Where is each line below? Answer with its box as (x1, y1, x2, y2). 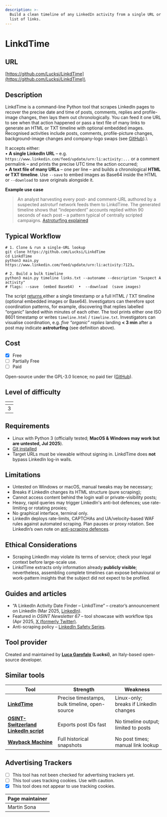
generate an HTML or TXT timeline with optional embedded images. (5, 125, 144, 131)
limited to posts (115, 724, 151, 731)
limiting (12, 505, 28, 511)
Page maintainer (7, 795, 48, 802)
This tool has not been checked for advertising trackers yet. (12, 772, 135, 778)
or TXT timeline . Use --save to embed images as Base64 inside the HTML (5, 172, 158, 178)
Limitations (5, 471, 41, 479)
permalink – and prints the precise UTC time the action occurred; (5, 161, 138, 167)
